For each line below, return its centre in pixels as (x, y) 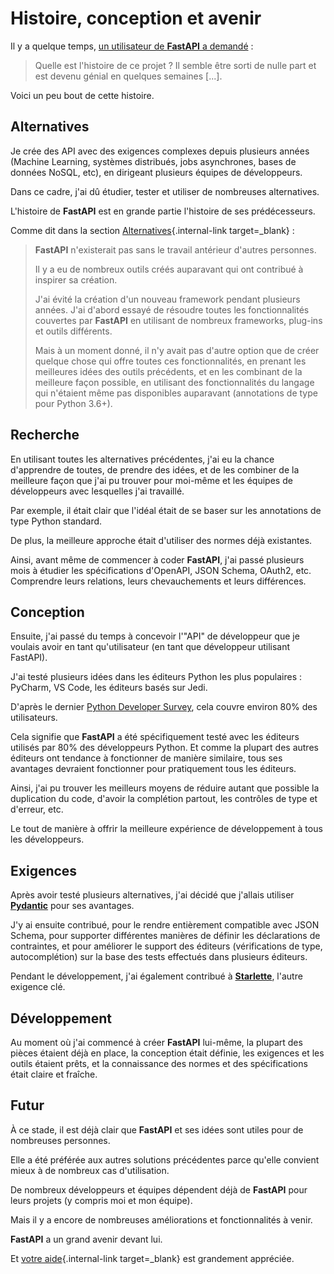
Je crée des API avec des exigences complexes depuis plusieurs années (160, 151)
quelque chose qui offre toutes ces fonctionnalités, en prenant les (170, 361)
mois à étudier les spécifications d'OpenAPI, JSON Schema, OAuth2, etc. (161, 570)
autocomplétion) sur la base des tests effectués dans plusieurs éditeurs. (159, 957)
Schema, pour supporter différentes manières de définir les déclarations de (165, 936)
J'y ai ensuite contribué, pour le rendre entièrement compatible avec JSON (165, 925)
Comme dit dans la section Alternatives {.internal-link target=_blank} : (152, 230)
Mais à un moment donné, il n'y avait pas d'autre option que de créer (177, 350)
